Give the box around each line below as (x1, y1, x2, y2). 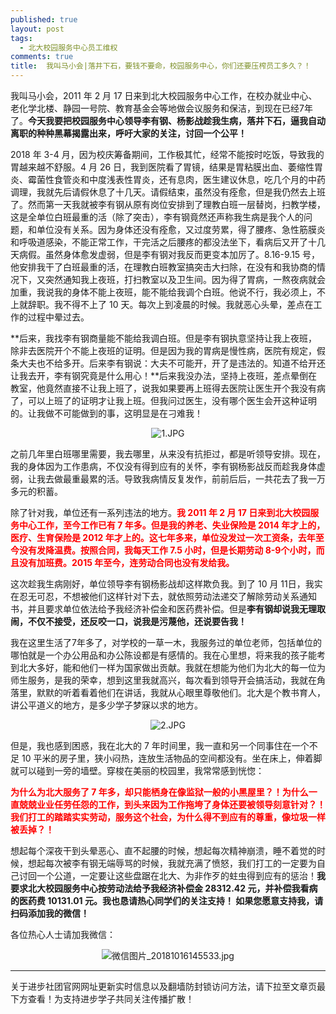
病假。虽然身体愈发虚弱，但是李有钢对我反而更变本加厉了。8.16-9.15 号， (18, 249, 321, 260)
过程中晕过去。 (27, 311, 90, 323)
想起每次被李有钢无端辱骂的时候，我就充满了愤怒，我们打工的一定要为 (27, 857, 317, 869)
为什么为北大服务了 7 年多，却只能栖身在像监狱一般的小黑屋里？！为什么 (10, 786, 309, 798)
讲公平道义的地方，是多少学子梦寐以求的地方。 (10, 699, 203, 711)
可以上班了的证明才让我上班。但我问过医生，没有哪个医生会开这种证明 (27, 395, 317, 406)
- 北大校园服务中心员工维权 (19, 42, 118, 53)
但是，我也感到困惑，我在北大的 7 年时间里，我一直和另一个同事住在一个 (10, 740, 310, 751)
